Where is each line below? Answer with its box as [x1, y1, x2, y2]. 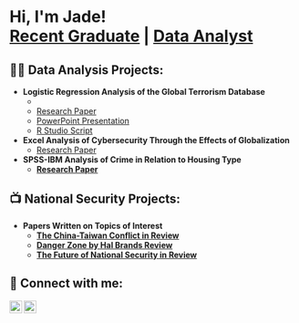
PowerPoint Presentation [36, 116, 130, 126]
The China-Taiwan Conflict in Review [36, 230, 180, 241]
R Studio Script [36, 125, 93, 136]
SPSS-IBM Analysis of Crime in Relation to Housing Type [22, 154, 242, 165]
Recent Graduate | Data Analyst [9, 26, 253, 47]
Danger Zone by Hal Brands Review [36, 239, 173, 250]
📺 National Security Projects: [9, 192, 180, 207]
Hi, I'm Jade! [9, 6, 107, 27]
